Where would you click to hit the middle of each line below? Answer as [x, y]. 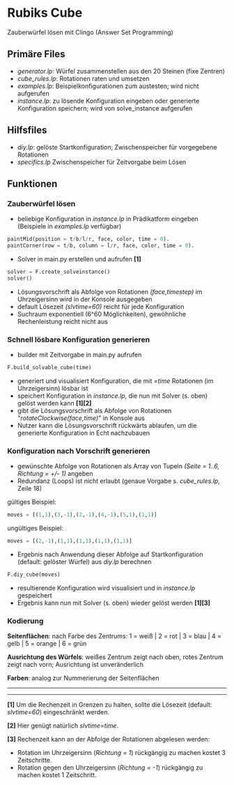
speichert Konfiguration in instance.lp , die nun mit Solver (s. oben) [112, 396]
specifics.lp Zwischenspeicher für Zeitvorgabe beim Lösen [102, 161]
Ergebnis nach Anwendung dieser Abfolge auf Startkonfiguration [110, 554]
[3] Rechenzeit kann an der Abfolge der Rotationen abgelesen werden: [109, 740]
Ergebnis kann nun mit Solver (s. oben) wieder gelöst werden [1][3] [114, 603]
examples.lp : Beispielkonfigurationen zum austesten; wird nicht [108, 86]
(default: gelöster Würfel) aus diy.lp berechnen [84, 561]
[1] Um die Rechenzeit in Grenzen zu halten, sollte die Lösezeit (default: [110, 705]
